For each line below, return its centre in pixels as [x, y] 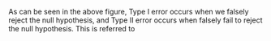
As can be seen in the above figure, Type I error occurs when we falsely [129, 12]
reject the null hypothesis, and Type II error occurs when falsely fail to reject [135, 20]
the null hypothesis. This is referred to [72, 29]
